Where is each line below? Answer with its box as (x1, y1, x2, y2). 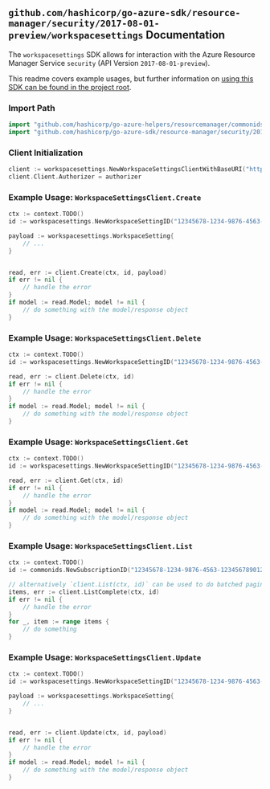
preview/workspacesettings (8, 30, 144, 42)
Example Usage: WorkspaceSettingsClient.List (8, 540, 193, 551)
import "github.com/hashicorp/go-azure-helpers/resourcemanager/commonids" (8, 121, 268, 129)
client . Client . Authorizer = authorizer (8, 173, 142, 181)
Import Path (8, 102, 55, 113)
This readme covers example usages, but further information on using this (8, 73, 254, 84)
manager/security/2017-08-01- (8, 18, 160, 30)
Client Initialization (8, 147, 84, 158)
